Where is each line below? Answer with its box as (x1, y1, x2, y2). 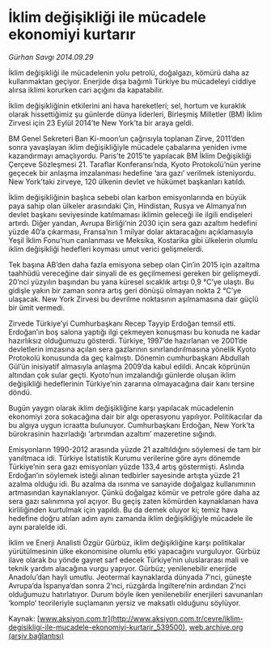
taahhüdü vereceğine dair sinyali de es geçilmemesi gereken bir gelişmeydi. (8, 268, 261, 278)
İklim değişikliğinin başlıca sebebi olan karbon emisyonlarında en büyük (8, 192, 247, 202)
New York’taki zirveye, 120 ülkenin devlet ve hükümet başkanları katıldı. (8, 177, 247, 186)
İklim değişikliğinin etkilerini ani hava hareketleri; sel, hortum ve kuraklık (8, 100, 247, 110)
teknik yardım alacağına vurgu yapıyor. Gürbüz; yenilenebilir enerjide (8, 563, 237, 573)
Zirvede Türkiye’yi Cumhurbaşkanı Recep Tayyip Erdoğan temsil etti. (8, 318, 236, 328)
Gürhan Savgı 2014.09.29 (8, 52, 94, 62)
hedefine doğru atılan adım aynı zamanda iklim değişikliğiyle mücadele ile (8, 513, 253, 523)
